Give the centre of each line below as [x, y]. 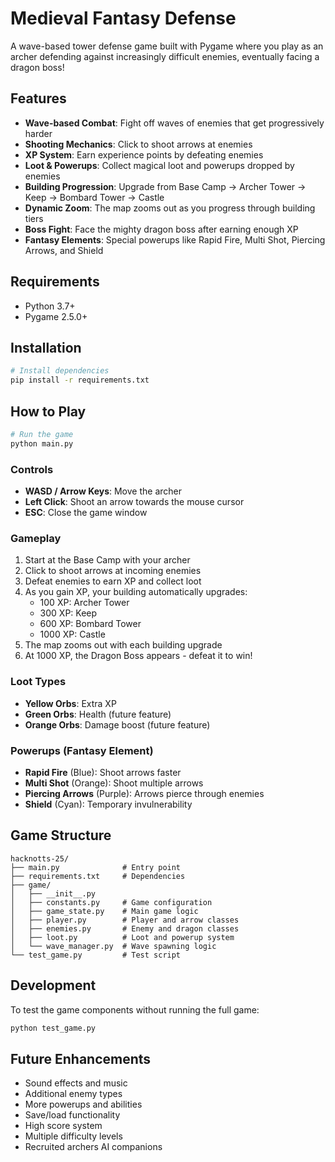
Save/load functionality [72, 1115]
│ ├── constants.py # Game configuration [111, 902]
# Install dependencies [60, 371]
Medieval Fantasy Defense [123, 18]
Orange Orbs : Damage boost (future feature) [117, 724]
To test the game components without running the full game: [135, 1009]
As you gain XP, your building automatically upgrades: [136, 592]
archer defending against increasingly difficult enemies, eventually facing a [165, 56]
